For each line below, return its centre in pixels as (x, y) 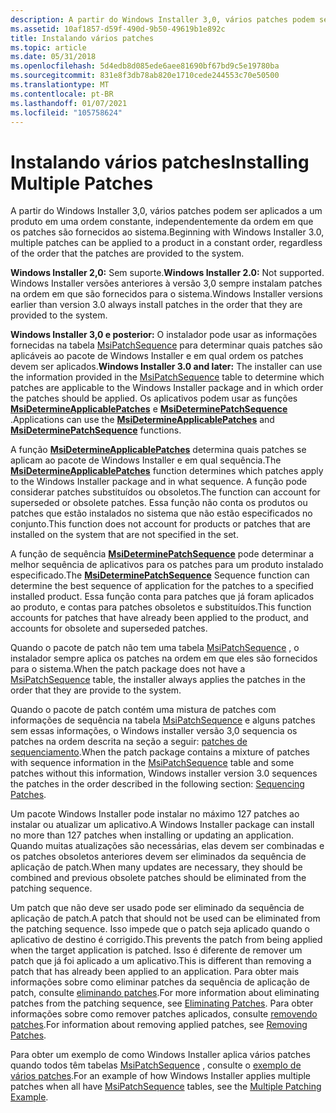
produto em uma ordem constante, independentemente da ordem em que (162, 222)
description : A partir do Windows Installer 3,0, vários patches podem (162, 19)
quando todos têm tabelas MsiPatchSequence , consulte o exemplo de (156, 1065)
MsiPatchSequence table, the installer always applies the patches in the (158, 680)
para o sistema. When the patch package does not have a (128, 669)
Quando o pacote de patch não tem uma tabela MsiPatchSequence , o (155, 648)
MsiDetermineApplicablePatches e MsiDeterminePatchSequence (149, 409)
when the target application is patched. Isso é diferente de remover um (156, 950)
